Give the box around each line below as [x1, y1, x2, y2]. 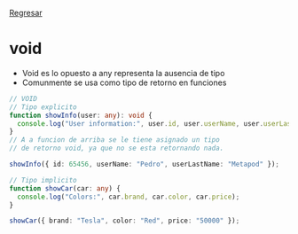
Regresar [9, 8, 43, 18]
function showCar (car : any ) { [9, 183, 122, 193]
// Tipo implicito [9, 175, 77, 184]
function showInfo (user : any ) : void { [9, 111, 153, 120]
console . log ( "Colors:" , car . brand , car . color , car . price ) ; [17, 192, 240, 201]
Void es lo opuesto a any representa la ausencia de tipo [21, 67, 225, 78]
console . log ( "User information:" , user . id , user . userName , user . [17, 119, 264, 128]
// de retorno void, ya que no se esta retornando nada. [9, 144, 224, 153]
